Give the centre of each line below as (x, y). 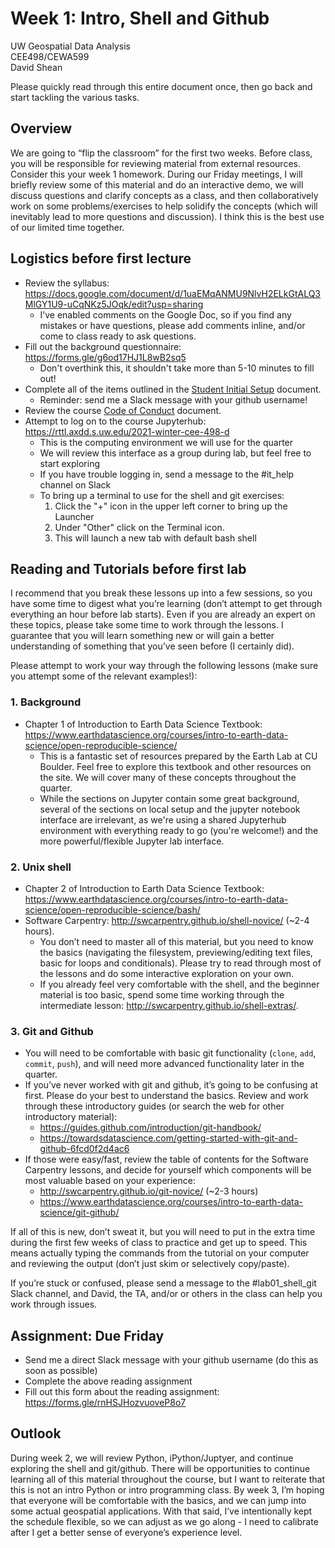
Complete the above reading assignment (108, 1381)
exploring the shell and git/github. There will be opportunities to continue (160, 1468)
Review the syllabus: (67, 283)
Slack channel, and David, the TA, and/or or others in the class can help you (166, 1294)
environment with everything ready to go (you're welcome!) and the (179, 830)
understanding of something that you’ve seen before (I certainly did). (152, 646)
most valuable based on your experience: (110, 1181)
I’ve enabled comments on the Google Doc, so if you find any (165, 314)
